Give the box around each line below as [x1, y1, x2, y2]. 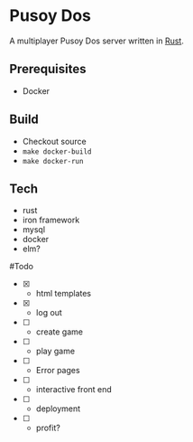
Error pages [35, 365, 80, 376]
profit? [35, 422, 60, 434]
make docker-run [22, 156, 84, 165]
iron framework [22, 214, 80, 226]
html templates [35, 288, 92, 299]
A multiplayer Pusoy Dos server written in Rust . [9, 35, 185, 46]
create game [35, 326, 84, 337]
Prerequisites [9, 61, 87, 77]
